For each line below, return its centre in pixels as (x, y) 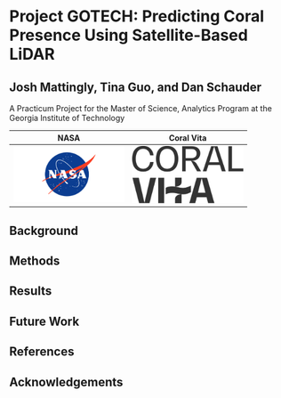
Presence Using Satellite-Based (129, 35)
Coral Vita (188, 138)
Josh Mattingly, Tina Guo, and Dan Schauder (136, 87)
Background (44, 230)
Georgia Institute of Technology (67, 118)
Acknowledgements (66, 382)
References (42, 352)
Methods (35, 260)
